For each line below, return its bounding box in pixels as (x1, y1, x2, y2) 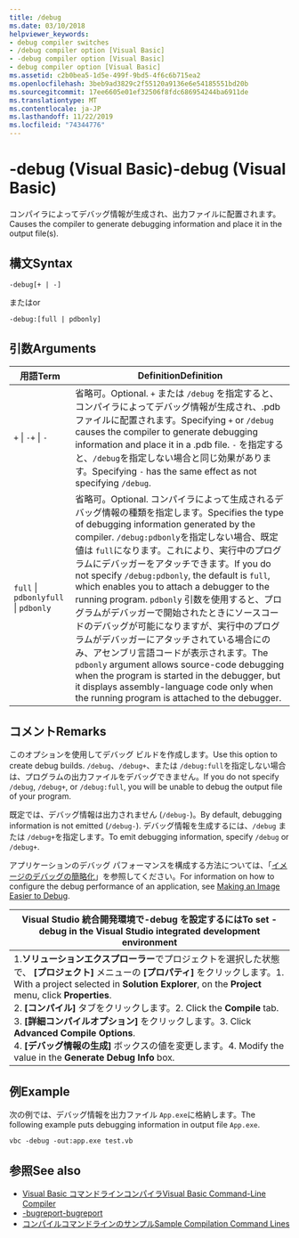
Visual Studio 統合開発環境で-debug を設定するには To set (21, 914, 270, 926)
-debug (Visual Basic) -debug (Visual (9, 159, 287, 179)
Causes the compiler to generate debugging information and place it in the (9, 218, 283, 229)
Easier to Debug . (9, 891, 70, 901)
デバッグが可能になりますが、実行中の (93, 620, 254, 632)
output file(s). (9, 228, 60, 239)
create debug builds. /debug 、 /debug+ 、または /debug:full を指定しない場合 (9, 761, 287, 771)
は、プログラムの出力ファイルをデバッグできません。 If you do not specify (9, 771, 279, 782)
